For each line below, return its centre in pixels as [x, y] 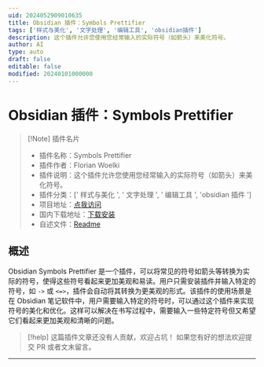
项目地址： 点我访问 [70, 204]
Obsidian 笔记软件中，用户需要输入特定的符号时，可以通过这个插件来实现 [136, 301]
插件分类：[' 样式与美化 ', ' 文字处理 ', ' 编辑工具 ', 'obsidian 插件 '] [145, 194]
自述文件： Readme [70, 224]
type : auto [26, 52]
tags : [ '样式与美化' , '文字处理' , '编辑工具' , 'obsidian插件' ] [105, 30]
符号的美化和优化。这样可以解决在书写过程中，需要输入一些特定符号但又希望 [132, 310]
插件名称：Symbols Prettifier [85, 155]
